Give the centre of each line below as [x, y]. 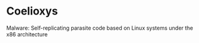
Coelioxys [32, 11]
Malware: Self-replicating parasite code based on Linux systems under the [100, 28]
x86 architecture [27, 34]
